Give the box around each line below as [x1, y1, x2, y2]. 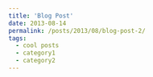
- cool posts [15, 42, 60, 50]
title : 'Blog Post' [8, 11, 74, 20]
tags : [8, 34, 27, 43]
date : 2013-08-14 [8, 19, 67, 27]
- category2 [15, 57, 56, 65]
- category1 [15, 49, 56, 57]
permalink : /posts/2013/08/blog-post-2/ [8, 26, 147, 34]
